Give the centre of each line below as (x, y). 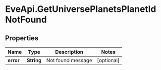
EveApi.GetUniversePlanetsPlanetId (81, 9)
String (34, 60)
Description (69, 52)
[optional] (108, 60)
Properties (22, 38)
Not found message (69, 60)
